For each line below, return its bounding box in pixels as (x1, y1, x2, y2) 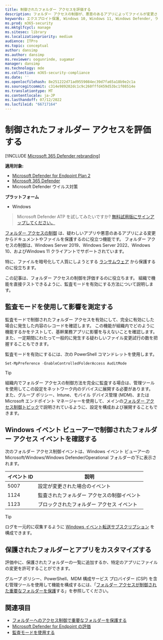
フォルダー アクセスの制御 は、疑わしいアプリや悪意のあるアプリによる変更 (5, 230, 156, 236)
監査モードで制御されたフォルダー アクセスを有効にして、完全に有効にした (5, 316, 155, 322)
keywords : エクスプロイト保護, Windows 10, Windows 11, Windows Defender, (5, 16, 153, 21)
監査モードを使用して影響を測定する (5, 303, 114, 311)
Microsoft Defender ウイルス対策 (12, 183, 78, 190)
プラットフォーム (5, 194, 39, 200)
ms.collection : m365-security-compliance (5, 70, 90, 75)
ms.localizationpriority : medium (5, 35, 73, 39)
